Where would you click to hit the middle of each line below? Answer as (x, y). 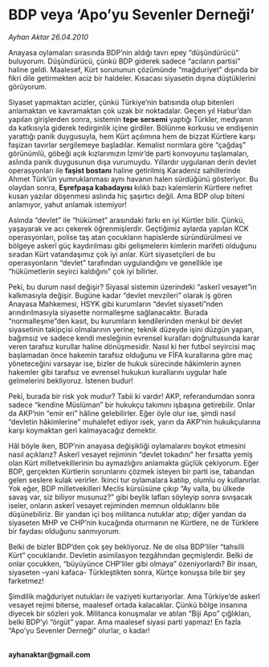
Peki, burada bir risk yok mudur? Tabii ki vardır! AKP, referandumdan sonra (132, 396)
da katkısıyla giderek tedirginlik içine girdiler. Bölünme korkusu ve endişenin (133, 128)
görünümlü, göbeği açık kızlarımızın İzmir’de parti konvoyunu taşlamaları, (128, 153)
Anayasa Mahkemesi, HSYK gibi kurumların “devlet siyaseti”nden (116, 303)
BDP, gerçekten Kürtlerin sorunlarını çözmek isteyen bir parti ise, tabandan (132, 471)
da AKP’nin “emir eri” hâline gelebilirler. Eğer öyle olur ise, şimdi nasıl (122, 413)
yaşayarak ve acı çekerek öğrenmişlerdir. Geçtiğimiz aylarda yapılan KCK (128, 228)
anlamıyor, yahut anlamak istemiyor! (67, 204)
